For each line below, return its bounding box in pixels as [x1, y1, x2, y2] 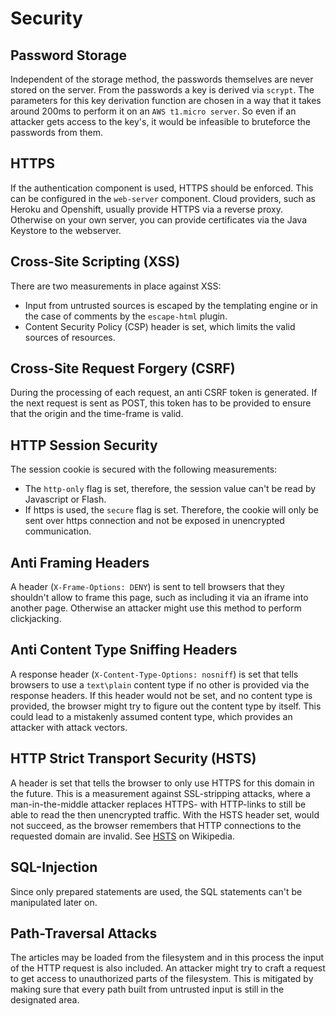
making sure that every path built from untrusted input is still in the [10, 983, 285, 996]
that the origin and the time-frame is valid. [10, 408, 184, 420]
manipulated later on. [10, 896, 98, 908]
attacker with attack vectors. [10, 721, 128, 733]
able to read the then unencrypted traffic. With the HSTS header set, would [10, 808, 320, 821]
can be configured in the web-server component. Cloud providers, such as [10, 192, 316, 204]
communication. [24, 525, 92, 537]
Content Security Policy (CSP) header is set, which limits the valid [24, 320, 296, 332]
